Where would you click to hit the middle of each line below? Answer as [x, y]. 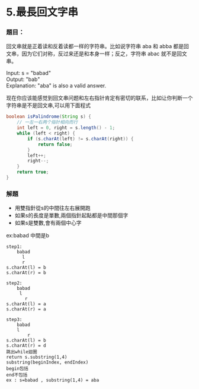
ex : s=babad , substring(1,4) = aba [53, 380]
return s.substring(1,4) [37, 357]
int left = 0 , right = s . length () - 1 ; [66, 128]
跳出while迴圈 [22, 352]
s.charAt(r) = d [26, 346]
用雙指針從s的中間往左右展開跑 [52, 208]
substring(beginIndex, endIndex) [47, 363]
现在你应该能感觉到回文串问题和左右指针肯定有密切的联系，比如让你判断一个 [99, 98]
